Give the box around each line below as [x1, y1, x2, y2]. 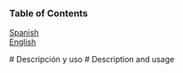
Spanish [9, 28, 39, 38]
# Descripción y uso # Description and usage [9, 54, 175, 65]
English [9, 36, 36, 47]
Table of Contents [9, 7, 89, 20]
